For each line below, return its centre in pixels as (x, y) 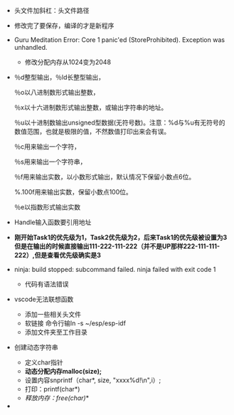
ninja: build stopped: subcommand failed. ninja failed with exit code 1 (115, 269)
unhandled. (31, 47)
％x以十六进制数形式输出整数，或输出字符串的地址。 (91, 107)
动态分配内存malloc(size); (63, 371)
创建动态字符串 (36, 347)
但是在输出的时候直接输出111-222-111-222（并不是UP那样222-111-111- (117, 246)
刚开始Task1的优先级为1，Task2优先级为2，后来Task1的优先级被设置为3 (121, 237)
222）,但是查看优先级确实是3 (57, 255)
